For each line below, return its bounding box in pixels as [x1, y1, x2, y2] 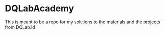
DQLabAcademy [5, 3, 74, 14]
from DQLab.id [5, 24, 35, 30]
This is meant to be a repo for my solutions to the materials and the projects [5, 19, 160, 25]
